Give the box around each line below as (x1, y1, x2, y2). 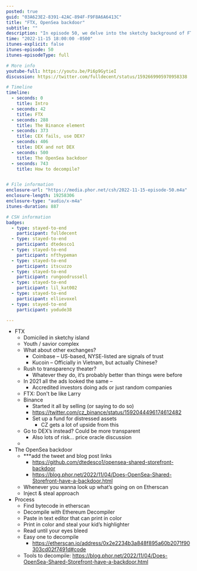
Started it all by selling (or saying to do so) (32, 403, 134, 410)
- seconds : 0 (11, 95, 43, 101)
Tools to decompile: (23, 552, 72, 559)
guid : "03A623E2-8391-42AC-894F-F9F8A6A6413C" (6, 14, 122, 20)
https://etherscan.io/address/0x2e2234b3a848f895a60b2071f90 (32, 540, 191, 547)
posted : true (6, 8, 38, 15)
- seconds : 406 (11, 139, 49, 145)
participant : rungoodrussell (16, 274, 88, 280)
